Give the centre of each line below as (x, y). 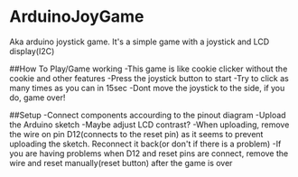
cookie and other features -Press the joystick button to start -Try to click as (149, 78)
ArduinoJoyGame (77, 17)
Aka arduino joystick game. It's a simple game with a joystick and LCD (140, 42)
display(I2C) (32, 51)
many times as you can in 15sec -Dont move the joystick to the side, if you (147, 88)
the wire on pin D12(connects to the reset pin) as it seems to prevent (136, 134)
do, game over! (37, 98)
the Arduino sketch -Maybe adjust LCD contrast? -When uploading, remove (149, 125)
